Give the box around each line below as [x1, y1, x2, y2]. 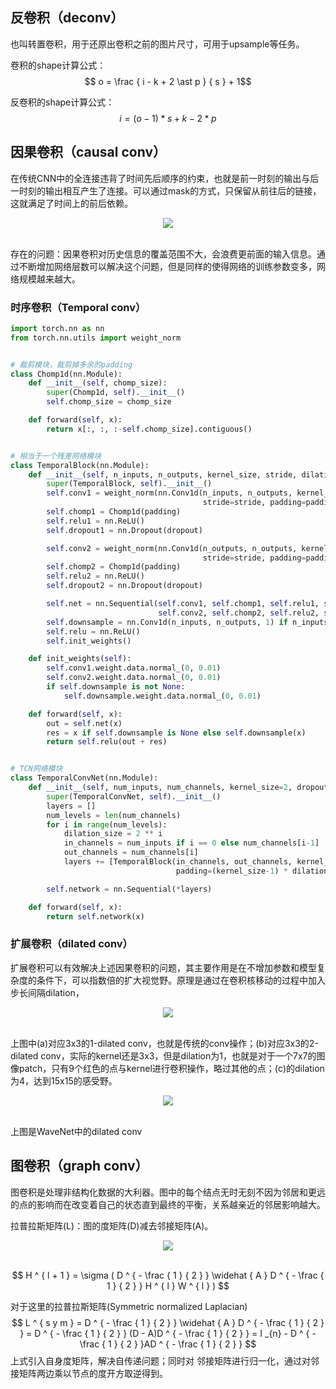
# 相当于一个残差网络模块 [10, 451, 102, 461]
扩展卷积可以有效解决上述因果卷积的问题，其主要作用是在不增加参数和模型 [10, 961, 317, 973]
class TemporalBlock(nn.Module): [10, 460, 150, 470]
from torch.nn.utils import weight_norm [10, 333, 182, 343]
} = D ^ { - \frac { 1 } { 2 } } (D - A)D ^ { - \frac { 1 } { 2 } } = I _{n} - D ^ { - [19, 1327, 317, 1339]
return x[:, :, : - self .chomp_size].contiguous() [46, 424, 253, 434]
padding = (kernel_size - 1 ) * [175, 866, 288, 876]
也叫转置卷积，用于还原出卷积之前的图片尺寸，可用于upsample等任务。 [10, 38, 305, 50]
